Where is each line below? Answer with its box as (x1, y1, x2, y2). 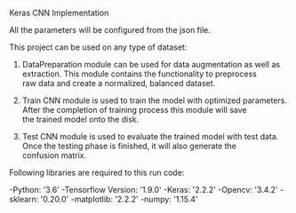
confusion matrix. (21, 150, 87, 161)
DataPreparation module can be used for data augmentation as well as (21, 59, 281, 69)
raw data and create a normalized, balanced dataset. (21, 78, 216, 88)
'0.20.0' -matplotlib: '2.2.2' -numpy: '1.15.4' (40, 194, 198, 204)
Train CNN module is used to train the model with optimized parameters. (21, 95, 287, 106)
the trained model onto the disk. (21, 114, 140, 124)
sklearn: (9, 194, 39, 204)
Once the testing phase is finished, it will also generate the (21, 141, 237, 151)
